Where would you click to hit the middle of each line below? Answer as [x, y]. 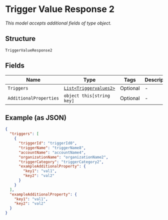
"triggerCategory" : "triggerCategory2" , [61, 162]
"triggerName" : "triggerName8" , [52, 148]
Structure [20, 39]
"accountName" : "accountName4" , [52, 152]
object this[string [87, 95]
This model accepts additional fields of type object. [58, 23]
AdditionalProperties [33, 98]
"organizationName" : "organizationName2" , [63, 157]
